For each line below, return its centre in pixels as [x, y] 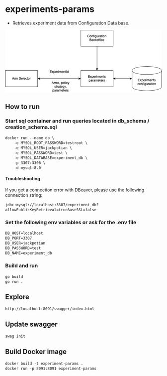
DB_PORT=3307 [19, 238]
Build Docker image [36, 351]
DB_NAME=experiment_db [29, 253]
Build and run [22, 266]
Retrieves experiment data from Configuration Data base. [71, 23]
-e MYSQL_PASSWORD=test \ [41, 153]
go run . [14, 282]
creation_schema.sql [31, 127]
